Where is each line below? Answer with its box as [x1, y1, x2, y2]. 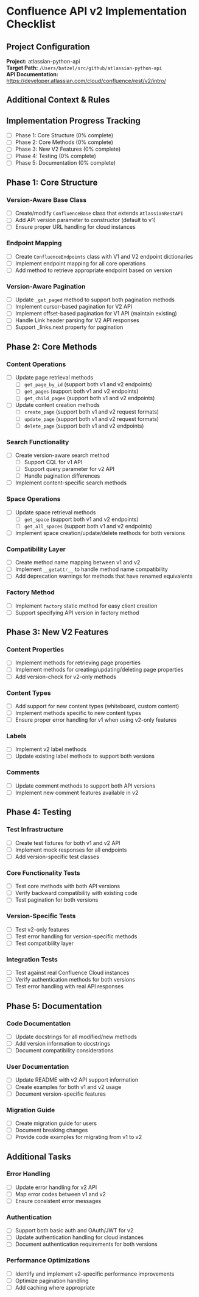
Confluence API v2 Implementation [6, 4, 187, 18]
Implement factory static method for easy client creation [15, 602, 158, 609]
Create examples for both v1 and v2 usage [15, 1083, 122, 1090]
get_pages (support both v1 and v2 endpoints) [24, 387, 139, 395]
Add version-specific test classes [15, 853, 99, 860]
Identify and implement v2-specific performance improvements [15, 1270, 175, 1277]
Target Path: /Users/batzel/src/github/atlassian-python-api [6, 64, 162, 71]
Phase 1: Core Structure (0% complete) [15, 132, 114, 139]
